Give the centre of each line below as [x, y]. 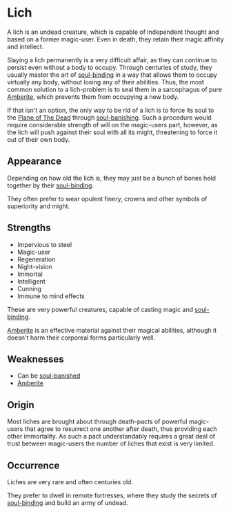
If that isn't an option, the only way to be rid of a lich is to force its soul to [111, 110]
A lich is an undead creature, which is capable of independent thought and [113, 32]
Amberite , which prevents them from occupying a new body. [93, 97]
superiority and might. [39, 206]
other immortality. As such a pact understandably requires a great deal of [111, 437]
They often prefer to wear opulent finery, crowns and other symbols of [107, 199]
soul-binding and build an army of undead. [68, 503]
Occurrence [33, 465]
